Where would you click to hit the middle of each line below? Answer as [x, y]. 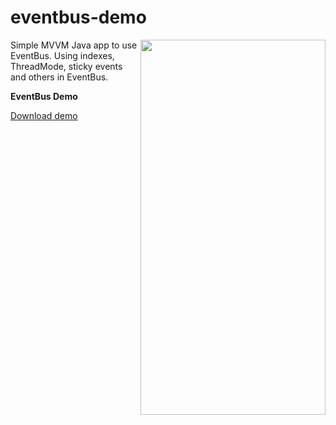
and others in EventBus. [59, 77]
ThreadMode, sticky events [66, 66]
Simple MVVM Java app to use [74, 45]
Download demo [44, 115]
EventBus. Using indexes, [62, 55]
